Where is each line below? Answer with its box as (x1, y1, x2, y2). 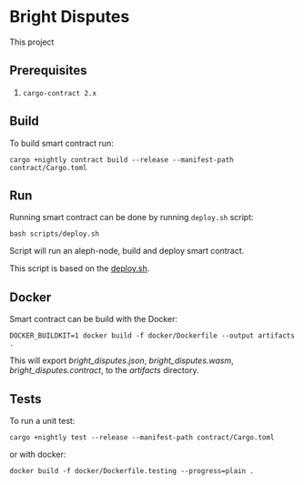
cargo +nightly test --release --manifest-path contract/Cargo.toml (9, 433, 275, 442)
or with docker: (9, 449, 66, 460)
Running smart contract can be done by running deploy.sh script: (9, 212, 254, 223)
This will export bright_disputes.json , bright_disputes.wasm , (9, 355, 234, 366)
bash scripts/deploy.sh (9, 229, 100, 238)
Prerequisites (9, 63, 87, 78)
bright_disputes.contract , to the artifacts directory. (9, 365, 199, 376)
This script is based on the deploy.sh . (9, 263, 150, 274)
